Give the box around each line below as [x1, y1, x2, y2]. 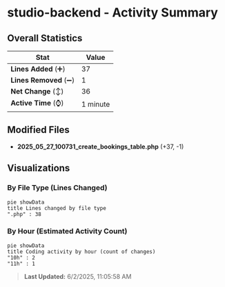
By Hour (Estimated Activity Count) [7, 226, 128, 236]
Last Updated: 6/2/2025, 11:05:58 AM [23, 272, 132, 280]
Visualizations [7, 162, 70, 174]
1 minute [81, 99, 110, 109]
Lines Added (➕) [10, 64, 66, 74]
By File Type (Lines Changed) [7, 183, 108, 193]
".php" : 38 [7, 211, 41, 217]
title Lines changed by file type [7, 204, 107, 211]
